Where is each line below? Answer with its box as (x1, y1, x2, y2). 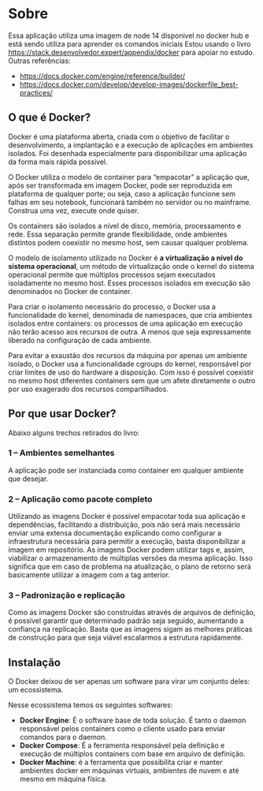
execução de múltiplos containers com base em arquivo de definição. (19, 749, 246, 759)
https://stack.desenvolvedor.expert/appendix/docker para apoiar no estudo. (8, 47, 255, 57)
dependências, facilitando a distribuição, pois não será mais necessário (8, 520, 241, 529)
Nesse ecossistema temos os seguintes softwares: (8, 700, 173, 710)
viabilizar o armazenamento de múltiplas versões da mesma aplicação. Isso (8, 554, 254, 563)
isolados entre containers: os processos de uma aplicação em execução (8, 319, 243, 328)
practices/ (19, 88, 54, 97)
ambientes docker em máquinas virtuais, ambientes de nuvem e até (19, 766, 239, 775)
